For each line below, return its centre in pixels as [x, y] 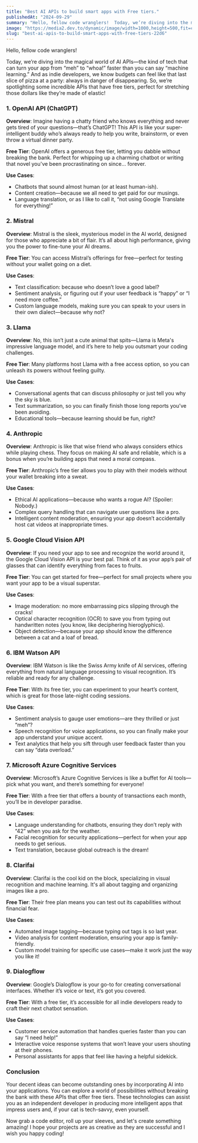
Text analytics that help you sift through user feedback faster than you [100, 744]
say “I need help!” [36, 1037]
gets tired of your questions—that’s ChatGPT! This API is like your [85, 127]
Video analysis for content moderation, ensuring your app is [87, 937]
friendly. [25, 944]
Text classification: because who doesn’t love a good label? [87, 287]
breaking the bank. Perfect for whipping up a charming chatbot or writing [95, 158]
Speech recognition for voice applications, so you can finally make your [101, 731]
